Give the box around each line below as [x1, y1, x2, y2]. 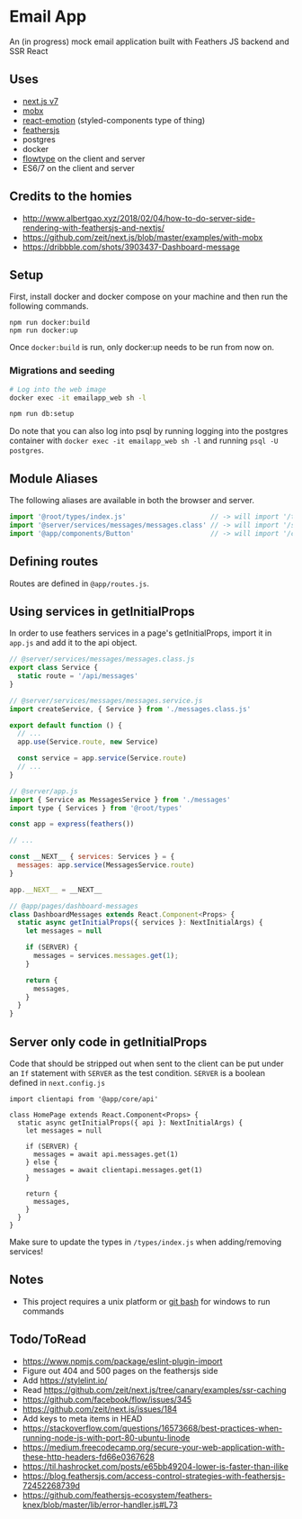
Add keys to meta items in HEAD [22, 1413, 143, 1424]
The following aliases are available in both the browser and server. [9, 495, 254, 506]
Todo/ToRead [9, 1332, 87, 1347]
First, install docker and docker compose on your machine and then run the [9, 291, 289, 303]
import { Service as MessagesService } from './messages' [9, 795, 231, 804]
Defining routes [9, 554, 99, 569]
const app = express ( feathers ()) [9, 819, 135, 829]
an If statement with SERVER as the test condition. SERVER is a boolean [9, 1068, 266, 1079]
